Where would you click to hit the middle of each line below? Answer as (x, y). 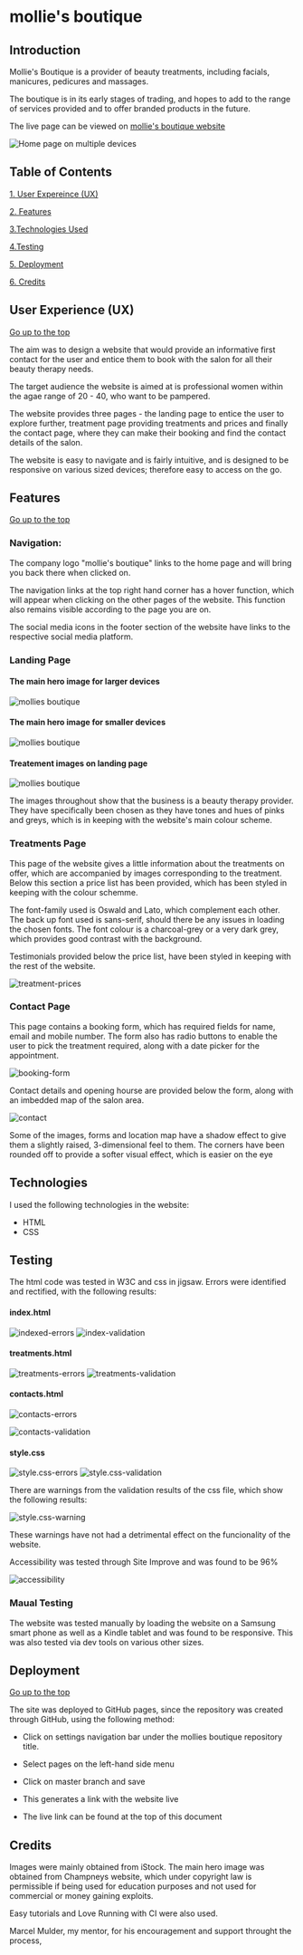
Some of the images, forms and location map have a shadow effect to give (148, 1135)
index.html (30, 1313)
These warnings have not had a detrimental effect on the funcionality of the (150, 1535)
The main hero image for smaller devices (88, 723)
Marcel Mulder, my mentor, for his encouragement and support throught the (151, 1931)
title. (30, 1747)
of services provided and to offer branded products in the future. (130, 109)
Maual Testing (42, 1603)
